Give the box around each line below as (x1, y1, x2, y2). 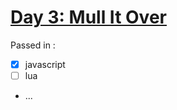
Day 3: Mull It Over (10, 6, 167, 29)
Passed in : (10, 39, 56, 51)
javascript (24, 58, 66, 70)
